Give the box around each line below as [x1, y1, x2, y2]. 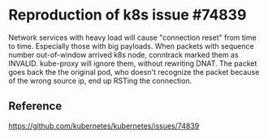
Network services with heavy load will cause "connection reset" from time [8, 33, 257, 42]
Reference [8, 99, 63, 113]
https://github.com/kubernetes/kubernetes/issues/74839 [8, 120, 200, 131]
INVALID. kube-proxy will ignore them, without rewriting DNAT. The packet [8, 59, 257, 68]
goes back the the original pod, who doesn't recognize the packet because [8, 67, 260, 76]
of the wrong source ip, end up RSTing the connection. [8, 76, 192, 85]
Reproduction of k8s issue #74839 [8, 6, 247, 24]
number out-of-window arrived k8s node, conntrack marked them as [8, 50, 239, 59]
